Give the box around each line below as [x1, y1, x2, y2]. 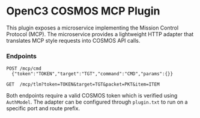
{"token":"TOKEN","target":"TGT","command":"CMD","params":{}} [11, 71, 173, 77]
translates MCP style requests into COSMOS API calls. [6, 37, 141, 44]
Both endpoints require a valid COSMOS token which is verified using [6, 92, 178, 99]
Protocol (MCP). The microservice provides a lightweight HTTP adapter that [6, 30, 194, 37]
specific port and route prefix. [6, 105, 80, 112]
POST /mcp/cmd [6, 66, 42, 72]
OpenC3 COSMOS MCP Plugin [6, 4, 160, 18]
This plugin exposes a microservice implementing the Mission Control [6, 24, 179, 31]
